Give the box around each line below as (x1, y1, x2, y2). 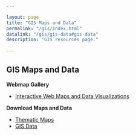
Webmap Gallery (6, 81, 50, 88)
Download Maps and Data (6, 104, 73, 111)
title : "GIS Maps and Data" (6, 19, 77, 26)
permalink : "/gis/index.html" (6, 25, 83, 31)
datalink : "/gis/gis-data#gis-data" (6, 31, 99, 37)
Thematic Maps (15, 116, 54, 123)
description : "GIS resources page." (6, 37, 99, 43)
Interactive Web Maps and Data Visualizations (15, 92, 130, 100)
